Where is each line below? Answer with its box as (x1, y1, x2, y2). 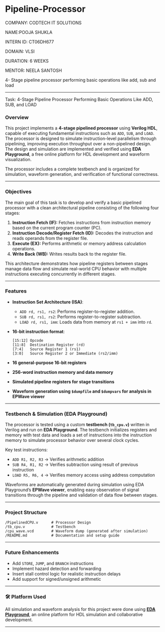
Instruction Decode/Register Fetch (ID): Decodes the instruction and (12, 230, 153, 236)
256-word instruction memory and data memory (12, 369, 113, 375)
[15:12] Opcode (12, 338, 44, 343)
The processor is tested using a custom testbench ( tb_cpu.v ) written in (5, 422, 150, 428)
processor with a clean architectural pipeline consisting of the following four (5, 204, 159, 210)
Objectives (5, 188, 32, 195)
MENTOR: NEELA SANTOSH (5, 67, 62, 73)
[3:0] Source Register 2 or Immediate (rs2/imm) (12, 351, 118, 356)
